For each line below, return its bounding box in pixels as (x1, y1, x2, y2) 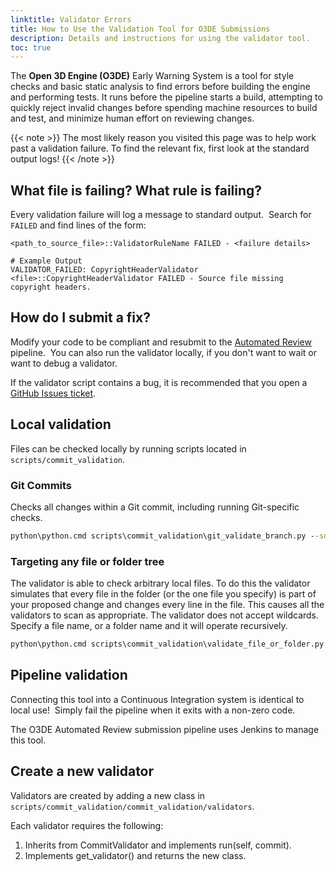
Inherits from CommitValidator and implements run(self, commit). (24, 839, 292, 851)
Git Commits (10, 478, 73, 492)
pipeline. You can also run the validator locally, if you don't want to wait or (10, 346, 317, 358)
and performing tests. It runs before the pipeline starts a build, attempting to (10, 91, 323, 103)
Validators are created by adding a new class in (10, 789, 206, 801)
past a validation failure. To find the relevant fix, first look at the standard (10, 142, 310, 155)
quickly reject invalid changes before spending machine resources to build (10, 102, 318, 114)
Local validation (10, 416, 112, 433)
